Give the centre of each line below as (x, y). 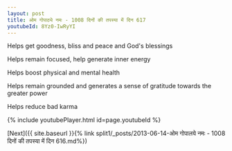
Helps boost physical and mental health (63, 72)
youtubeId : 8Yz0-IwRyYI (42, 26)
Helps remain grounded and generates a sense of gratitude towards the (109, 86)
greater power (27, 93)
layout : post (26, 13)
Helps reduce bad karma (43, 107)
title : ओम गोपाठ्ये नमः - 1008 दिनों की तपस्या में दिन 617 (77, 20)
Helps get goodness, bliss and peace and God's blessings (90, 46)
